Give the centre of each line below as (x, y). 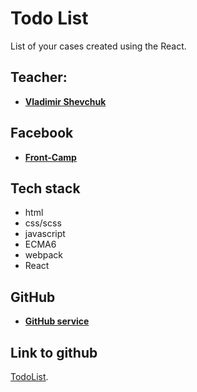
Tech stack (45, 188)
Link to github (54, 352)
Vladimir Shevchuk (65, 101)
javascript (45, 234)
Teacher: (39, 77)
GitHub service (57, 321)
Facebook (42, 133)
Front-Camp (50, 157)
